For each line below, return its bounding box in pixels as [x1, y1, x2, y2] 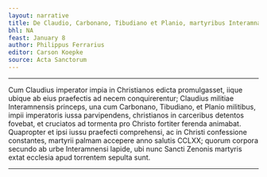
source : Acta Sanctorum [8, 56, 87, 64]
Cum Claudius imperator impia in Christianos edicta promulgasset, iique [8, 85, 243, 94]
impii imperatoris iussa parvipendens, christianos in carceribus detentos [8, 110, 245, 120]
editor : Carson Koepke [8, 48, 83, 56]
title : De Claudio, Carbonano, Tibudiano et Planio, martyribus [8, 19, 226, 27]
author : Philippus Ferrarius [8, 41, 105, 49]
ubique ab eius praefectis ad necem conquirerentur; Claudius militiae [8, 93, 234, 103]
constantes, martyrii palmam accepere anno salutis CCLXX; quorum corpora [8, 136, 259, 145]
